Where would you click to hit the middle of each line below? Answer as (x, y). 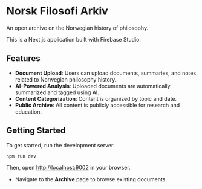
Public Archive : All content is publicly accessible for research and (97, 105)
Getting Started (36, 131)
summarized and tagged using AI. (57, 92)
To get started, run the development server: (60, 145)
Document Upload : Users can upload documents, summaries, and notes (106, 73)
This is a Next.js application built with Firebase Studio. (73, 39)
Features (23, 59)
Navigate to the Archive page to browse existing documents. (91, 179)
